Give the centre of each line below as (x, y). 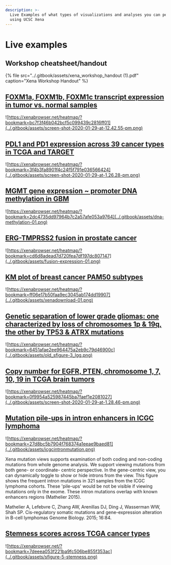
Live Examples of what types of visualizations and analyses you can (85, 15)
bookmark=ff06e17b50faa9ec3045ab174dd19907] (58, 295)
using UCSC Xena (27, 19)
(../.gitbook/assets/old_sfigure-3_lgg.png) (49, 355)
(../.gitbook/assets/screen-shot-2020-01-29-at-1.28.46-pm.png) (73, 402)
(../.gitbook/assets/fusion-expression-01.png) (53, 261)
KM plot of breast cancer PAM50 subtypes (74, 277)
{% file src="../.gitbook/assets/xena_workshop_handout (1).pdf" (72, 76)
